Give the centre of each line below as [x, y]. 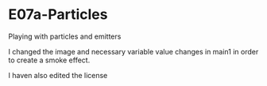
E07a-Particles [58, 15]
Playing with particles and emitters [65, 36]
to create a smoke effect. [49, 60]
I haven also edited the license [58, 75]
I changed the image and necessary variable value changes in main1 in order [133, 51]
